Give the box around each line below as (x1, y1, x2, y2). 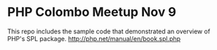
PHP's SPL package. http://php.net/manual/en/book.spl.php (7, 34, 181, 42)
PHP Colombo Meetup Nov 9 (7, 4, 177, 20)
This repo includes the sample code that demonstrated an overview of (7, 27, 211, 35)
